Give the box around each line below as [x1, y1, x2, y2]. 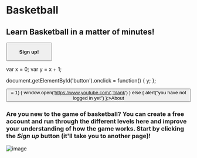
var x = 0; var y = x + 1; [6, 66, 62, 73]
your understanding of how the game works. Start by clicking [6, 124, 185, 132]
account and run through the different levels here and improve [6, 117, 187, 125]
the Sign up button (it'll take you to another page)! [6, 132, 151, 140]
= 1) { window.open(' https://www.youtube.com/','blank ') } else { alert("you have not [11, 90, 186, 95]
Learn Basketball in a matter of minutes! [6, 27, 155, 37]
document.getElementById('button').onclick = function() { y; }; [6, 77, 157, 84]
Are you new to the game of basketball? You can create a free [6, 109, 185, 118]
